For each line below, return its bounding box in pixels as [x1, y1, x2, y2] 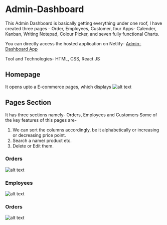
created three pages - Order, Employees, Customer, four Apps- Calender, [5, 25, 157, 31]
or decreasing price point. [12, 132, 66, 138]
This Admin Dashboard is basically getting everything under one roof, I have [5, 20, 162, 26]
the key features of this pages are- [5, 117, 77, 123]
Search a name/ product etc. [12, 137, 72, 143]
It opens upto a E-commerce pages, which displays [5, 84, 111, 90]
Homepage [5, 70, 41, 79]
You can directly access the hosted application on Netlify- [5, 40, 125, 46]
